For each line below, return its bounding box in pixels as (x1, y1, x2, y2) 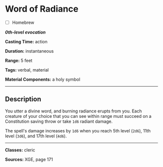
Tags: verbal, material (5, 67, 49, 73)
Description (5, 95, 41, 103)
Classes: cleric (5, 147, 35, 153)
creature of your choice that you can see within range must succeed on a (5, 113, 152, 119)
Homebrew (12, 19, 34, 25)
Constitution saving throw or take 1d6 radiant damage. (5, 118, 113, 124)
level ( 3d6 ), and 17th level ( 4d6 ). (5, 133, 67, 139)
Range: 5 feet (5, 57, 33, 63)
